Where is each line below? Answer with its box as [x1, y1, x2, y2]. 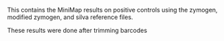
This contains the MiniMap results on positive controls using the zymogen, [7, 6, 218, 14]
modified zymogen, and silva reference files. [7, 13, 133, 21]
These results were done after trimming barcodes [7, 27, 148, 34]
